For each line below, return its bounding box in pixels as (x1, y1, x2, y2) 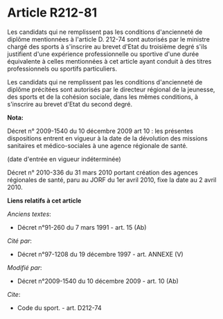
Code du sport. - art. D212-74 (17, 303, 102, 312)
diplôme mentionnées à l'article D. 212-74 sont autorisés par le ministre (7, 35, 210, 43)
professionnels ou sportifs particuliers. (7, 64, 118, 73)
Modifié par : (7, 263, 43, 271)
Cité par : (7, 237, 33, 245)
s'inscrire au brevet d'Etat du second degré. (7, 100, 133, 108)
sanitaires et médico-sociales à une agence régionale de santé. (7, 141, 188, 149)
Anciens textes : (7, 210, 52, 218)
